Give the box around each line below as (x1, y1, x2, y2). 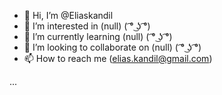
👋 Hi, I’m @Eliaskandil (23, 10, 114, 21)
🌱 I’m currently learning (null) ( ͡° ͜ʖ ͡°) (23, 31, 173, 42)
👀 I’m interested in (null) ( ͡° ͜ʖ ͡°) (23, 20, 151, 32)
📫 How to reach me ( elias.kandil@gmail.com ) (23, 53, 213, 64)
